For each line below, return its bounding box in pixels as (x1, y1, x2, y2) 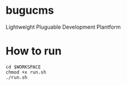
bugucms (5, 4, 54, 17)
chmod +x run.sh (5, 69, 46, 75)
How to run (5, 44, 62, 58)
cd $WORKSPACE (5, 64, 42, 70)
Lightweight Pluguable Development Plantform (5, 23, 121, 30)
